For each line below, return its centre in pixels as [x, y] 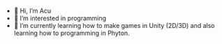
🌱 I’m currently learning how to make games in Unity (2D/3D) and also [114, 25]
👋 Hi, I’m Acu [32, 11]
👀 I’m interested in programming [60, 18]
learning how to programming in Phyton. [72, 33]
